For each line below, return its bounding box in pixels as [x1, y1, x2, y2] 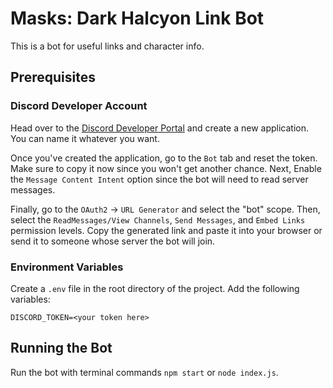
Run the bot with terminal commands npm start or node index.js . [10, 366, 279, 378]
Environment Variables [10, 260, 124, 274]
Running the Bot [10, 340, 113, 357]
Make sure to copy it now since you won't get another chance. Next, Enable [10, 162, 322, 174]
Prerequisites [10, 69, 96, 86]
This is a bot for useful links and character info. [10, 40, 205, 52]
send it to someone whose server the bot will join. [10, 235, 216, 247]
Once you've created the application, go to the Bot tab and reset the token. [10, 152, 318, 164]
